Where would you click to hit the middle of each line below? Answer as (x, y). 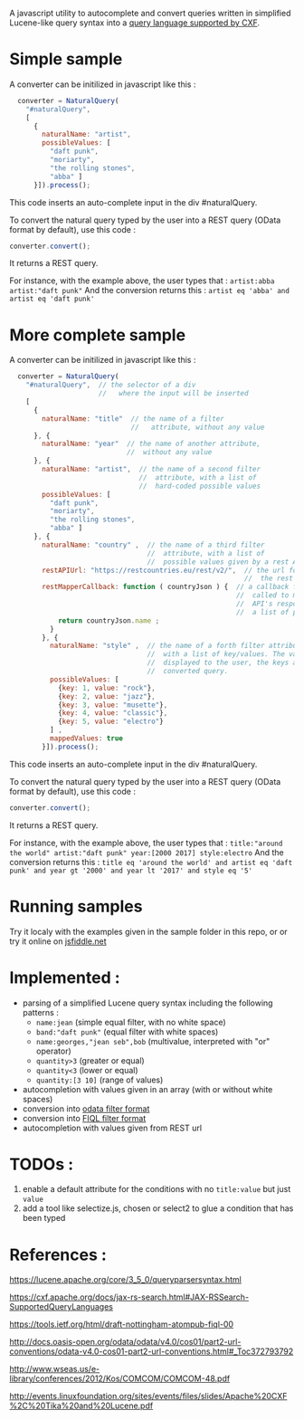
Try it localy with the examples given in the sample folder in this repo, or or (148, 931)
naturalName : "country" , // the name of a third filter (153, 545)
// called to (262, 596)
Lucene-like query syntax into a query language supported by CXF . (135, 23)
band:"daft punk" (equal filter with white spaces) (127, 1032)
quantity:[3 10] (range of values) (100, 1080)
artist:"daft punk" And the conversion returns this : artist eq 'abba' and (149, 291)
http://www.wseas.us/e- (55, 1369)
